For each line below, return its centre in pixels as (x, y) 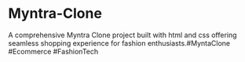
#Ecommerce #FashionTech (53, 51)
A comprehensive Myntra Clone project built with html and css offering (122, 35)
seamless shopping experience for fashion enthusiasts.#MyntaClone (119, 43)
